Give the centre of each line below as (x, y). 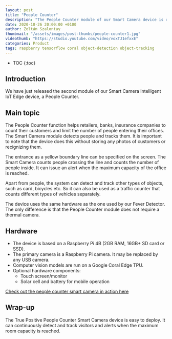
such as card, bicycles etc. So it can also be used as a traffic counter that (83, 189)
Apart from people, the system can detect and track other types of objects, (84, 183)
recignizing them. (24, 147)
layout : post (19, 10)
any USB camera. (31, 260)
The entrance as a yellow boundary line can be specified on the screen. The (86, 157)
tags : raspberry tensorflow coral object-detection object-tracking (80, 48)
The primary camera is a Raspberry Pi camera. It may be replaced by (85, 254)
